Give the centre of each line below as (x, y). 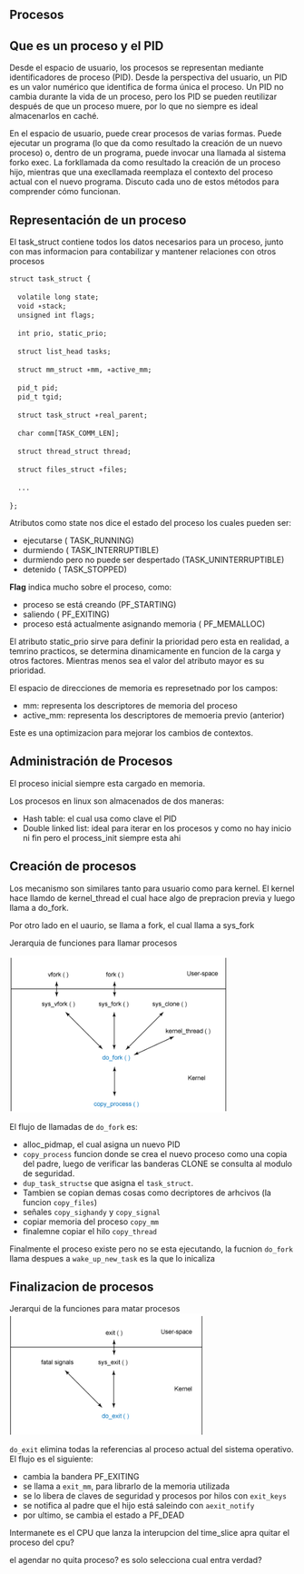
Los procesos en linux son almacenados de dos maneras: (117, 801)
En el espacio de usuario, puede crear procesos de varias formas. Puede (146, 134)
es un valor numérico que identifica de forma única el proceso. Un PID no (147, 87)
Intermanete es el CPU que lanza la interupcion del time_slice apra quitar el (150, 1533)
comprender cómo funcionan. (65, 192)
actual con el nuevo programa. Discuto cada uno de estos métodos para (144, 182)
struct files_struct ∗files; (73, 470)
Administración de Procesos (91, 762)
